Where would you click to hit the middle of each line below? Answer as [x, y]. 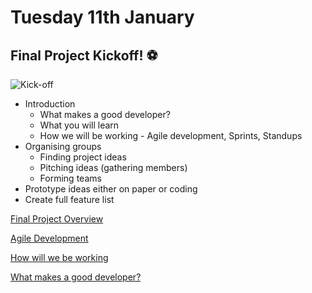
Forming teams [70, 178]
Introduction [50, 104]
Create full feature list [69, 199]
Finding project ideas [83, 157]
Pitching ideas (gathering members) [113, 167]
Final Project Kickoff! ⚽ [84, 55]
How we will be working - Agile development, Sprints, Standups [171, 135]
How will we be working [59, 257]
